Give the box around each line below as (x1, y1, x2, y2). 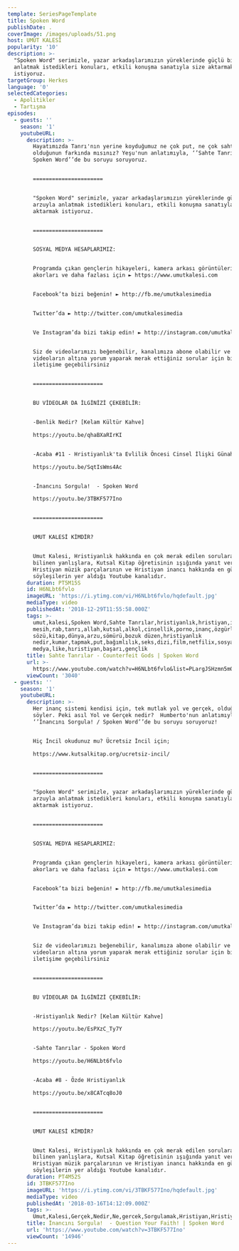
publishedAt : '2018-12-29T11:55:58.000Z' (26, 606, 152, 613)
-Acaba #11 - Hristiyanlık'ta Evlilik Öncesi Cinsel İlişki (33, 451, 215, 458)
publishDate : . (7, 24, 53, 31)
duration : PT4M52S (26, 1173, 81, 1180)
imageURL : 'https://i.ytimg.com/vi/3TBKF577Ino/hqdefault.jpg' (26, 1186, 218, 1194)
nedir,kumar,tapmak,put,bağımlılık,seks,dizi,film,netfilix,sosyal (33, 639, 237, 646)
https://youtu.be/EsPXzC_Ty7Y (33, 1026, 122, 1033)
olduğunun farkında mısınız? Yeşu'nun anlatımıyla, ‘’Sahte (33, 150, 215, 157)
